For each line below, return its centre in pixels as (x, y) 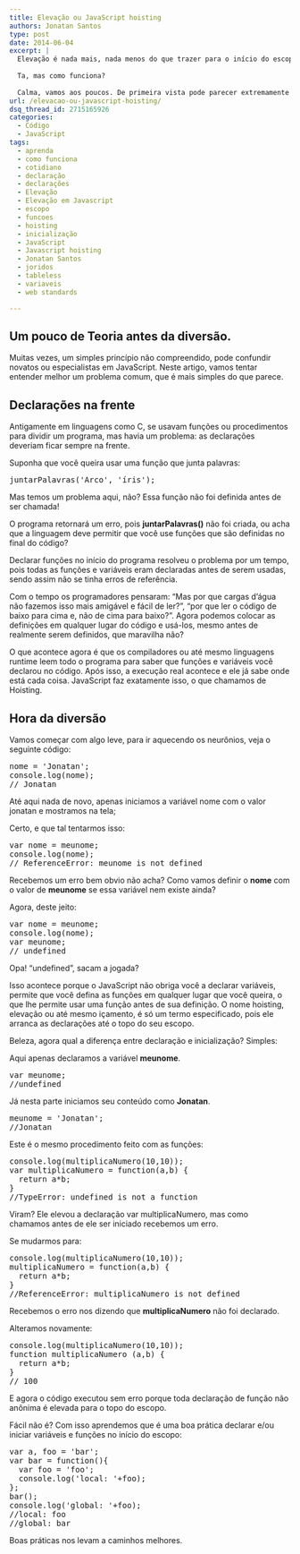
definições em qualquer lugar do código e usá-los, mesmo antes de (134, 625)
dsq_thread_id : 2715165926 (59, 109)
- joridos (35, 268)
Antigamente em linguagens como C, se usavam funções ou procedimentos (149, 427)
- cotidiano (40, 167)
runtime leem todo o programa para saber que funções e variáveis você (142, 662)
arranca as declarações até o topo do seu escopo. (102, 1023)
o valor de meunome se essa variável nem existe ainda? (112, 889)
